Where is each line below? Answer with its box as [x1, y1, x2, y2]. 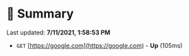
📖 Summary [6, 6, 74, 22]
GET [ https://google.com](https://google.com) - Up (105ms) [16, 41, 183, 49]
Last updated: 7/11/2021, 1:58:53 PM [6, 28, 111, 36]
